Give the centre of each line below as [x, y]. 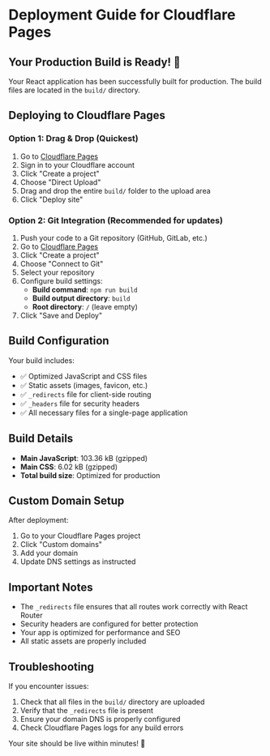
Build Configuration [59, 341]
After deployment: [39, 520]
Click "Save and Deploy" [61, 315]
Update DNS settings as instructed [78, 562]
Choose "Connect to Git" [62, 263]
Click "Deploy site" [51, 199]
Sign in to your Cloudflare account [77, 164]
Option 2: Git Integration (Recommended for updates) [116, 220]
